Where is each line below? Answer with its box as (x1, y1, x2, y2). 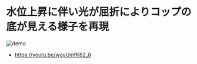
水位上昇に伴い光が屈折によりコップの (6, 5, 192, 19)
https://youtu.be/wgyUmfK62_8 (14, 51, 91, 58)
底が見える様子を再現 (6, 20, 109, 33)
